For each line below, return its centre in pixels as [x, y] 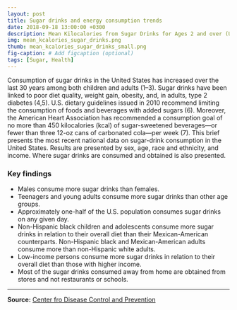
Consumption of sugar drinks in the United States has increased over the [113, 80]
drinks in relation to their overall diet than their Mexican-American [113, 234]
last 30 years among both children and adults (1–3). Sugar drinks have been [117, 87]
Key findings [29, 173]
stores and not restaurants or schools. [73, 280]
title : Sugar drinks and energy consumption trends [85, 21]
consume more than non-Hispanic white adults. [86, 249]
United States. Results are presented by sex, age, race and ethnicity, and [113, 148]
